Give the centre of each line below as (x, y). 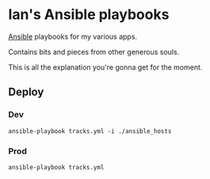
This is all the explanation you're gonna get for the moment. (105, 67)
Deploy (26, 92)
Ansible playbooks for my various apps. (73, 36)
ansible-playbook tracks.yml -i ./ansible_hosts (90, 131)
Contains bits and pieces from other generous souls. (94, 51)
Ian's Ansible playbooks (89, 15)
